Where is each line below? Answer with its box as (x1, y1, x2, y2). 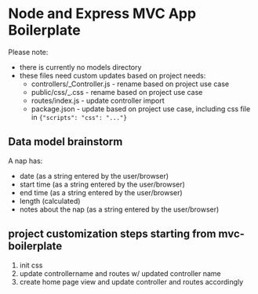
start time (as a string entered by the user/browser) (19, 180, 186, 189)
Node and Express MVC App (8, 5, 197, 23)
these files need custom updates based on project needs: (19, 71, 206, 80)
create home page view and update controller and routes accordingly (19, 277, 244, 286)
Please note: (8, 47, 49, 56)
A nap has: (8, 156, 43, 165)
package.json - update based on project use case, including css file (31, 103, 251, 114)
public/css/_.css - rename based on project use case (31, 87, 203, 96)
